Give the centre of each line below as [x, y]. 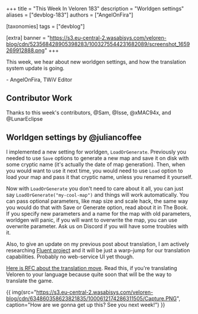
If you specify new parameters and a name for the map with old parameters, [99, 213]
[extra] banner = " [28, 38]
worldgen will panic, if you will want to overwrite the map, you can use [92, 220]
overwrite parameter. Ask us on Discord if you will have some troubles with [97, 226]
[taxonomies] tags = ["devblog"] [46, 26]
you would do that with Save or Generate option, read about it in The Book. [97, 207]
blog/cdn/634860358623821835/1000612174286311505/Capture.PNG [92, 298]
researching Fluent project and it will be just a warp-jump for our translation [98, 250]
